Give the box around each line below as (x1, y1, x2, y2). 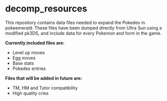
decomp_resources (5, 3, 87, 14)
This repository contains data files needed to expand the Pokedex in (5, 19, 146, 25)
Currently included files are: (5, 39, 65, 45)
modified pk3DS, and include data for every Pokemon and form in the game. (5, 30, 162, 36)
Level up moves (12, 49, 45, 55)
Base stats (12, 60, 34, 66)
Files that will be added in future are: (5, 75, 82, 81)
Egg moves (12, 54, 36, 60)
